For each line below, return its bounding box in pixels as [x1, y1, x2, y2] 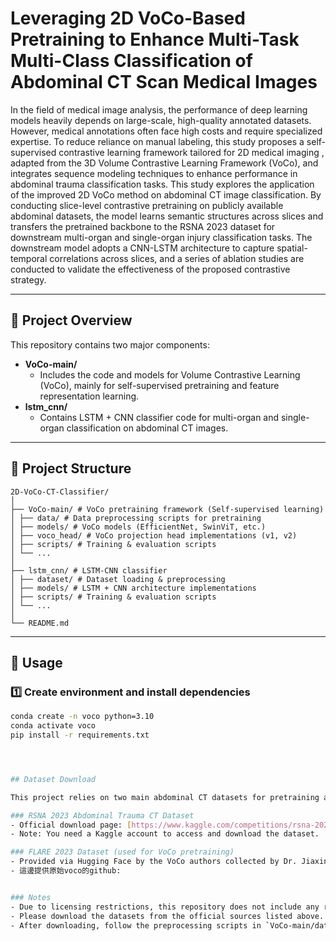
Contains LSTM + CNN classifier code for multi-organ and [39, 411, 280, 423]
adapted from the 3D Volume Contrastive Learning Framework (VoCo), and [10, 157, 319, 169]
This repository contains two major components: [10, 338, 210, 351]
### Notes [10, 892, 52, 902]
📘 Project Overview [10, 312, 133, 329]
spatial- [276, 242, 308, 254]
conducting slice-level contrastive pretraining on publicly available [10, 199, 284, 211]
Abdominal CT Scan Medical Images [10, 71, 318, 94]
